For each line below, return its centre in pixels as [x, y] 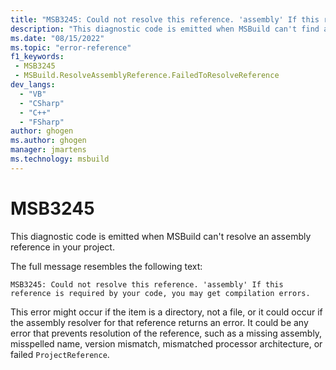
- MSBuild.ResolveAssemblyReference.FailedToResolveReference [147, 76]
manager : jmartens [48, 150]
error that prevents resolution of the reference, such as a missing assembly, [166, 333]
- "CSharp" [42, 103]
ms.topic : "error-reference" [71, 47]
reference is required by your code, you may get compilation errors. [160, 293]
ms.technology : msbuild [60, 159]
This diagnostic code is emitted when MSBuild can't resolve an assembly [161, 236]
